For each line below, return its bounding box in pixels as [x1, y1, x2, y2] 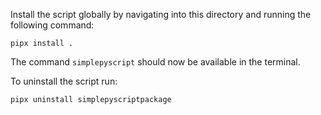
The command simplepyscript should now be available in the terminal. [10, 56, 301, 68]
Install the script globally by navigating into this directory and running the [10, 9, 312, 20]
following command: [10, 19, 95, 31]
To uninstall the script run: [10, 75, 118, 87]
